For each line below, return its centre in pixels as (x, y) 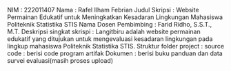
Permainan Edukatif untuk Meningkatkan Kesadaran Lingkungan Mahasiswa (115, 17)
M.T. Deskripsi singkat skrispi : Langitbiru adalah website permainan (104, 31)
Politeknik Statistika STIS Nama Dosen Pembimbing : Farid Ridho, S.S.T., (110, 24)
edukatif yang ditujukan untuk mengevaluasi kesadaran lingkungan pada (110, 39)
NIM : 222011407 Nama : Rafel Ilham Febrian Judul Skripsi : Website (103, 10)
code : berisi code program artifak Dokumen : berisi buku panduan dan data (115, 53)
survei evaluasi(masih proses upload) (60, 60)
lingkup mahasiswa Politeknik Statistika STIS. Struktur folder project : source (116, 46)
